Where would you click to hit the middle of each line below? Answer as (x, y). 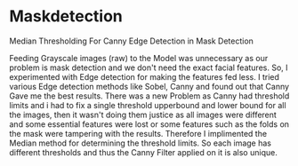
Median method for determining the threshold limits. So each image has (140, 143)
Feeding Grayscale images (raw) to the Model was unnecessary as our (139, 58)
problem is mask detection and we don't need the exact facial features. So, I (149, 67)
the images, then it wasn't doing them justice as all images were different (143, 115)
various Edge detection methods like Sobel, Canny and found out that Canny (149, 86)
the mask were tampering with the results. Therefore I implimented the (138, 133)
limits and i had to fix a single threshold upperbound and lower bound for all (148, 105)
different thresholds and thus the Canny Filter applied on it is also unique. (143, 152)
